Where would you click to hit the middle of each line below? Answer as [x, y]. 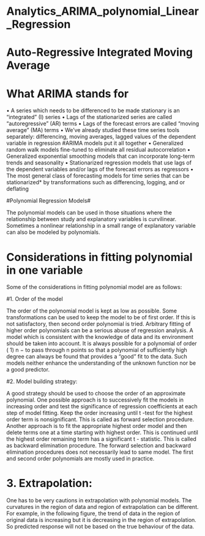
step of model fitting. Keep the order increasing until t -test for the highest [99, 413]
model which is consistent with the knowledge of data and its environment [100, 337]
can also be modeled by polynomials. [53, 232]
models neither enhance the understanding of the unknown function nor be [101, 363]
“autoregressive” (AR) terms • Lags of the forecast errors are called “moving [103, 123]
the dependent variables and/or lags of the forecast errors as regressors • [100, 169]
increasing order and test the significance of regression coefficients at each [102, 406]
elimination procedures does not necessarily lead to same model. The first [100, 452]
